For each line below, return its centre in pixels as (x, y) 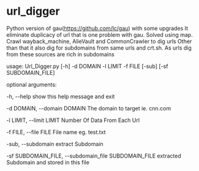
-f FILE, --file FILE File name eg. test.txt (56, 132)
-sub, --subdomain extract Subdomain (55, 144)
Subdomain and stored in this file (48, 162)
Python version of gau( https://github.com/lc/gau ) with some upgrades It (97, 28)
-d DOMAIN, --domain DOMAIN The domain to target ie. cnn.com (89, 108)
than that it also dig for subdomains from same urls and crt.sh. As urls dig (99, 48)
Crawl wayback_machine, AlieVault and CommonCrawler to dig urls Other (99, 41)
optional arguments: (32, 85)
